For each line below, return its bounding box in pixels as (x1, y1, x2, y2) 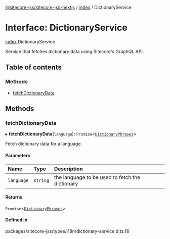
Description (54, 165, 83, 172)
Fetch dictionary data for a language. (5, 141, 82, 147)
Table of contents (5, 63, 62, 72)
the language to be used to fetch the (54, 174, 141, 181)
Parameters (5, 152, 30, 158)
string (33, 177, 50, 183)
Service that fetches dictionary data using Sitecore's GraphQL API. (5, 48, 144, 55)
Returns (5, 194, 23, 200)
